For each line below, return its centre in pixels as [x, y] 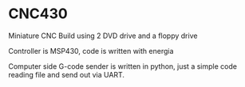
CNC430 [38, 14]
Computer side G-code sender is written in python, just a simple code [123, 66]
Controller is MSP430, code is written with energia [91, 51]
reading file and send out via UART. [67, 74]
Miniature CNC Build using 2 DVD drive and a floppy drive [103, 36]
